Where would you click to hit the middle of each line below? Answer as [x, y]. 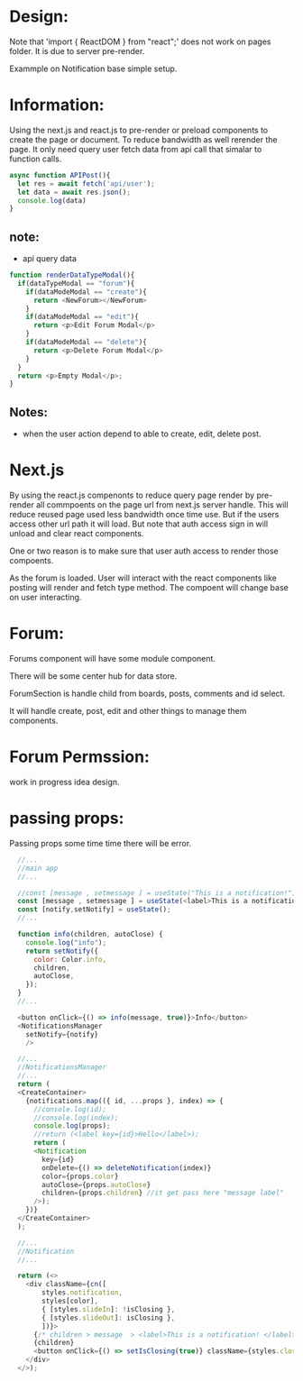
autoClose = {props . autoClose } [96, 1184]
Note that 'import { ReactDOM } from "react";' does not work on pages [140, 41]
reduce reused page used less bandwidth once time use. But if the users [144, 515]
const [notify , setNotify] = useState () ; [94, 910]
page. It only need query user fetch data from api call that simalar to [136, 149]
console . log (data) [52, 200]
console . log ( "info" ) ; [66, 942]
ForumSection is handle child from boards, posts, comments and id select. [147, 693]
